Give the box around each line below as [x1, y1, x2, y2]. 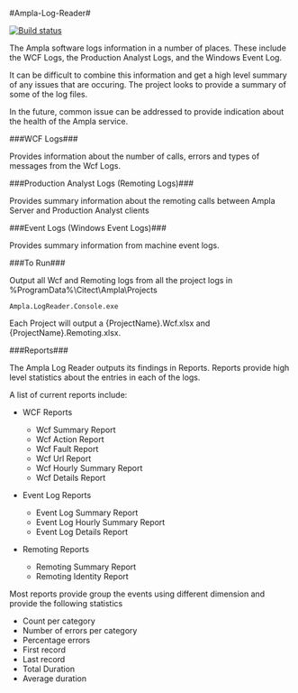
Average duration [22, 673, 87, 684]
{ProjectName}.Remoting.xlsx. [9, 328, 122, 337]
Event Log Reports [22, 490, 92, 500]
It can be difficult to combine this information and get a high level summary [9, 69, 288, 80]
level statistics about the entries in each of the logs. [9, 372, 201, 383]
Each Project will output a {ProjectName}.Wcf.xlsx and [9, 318, 211, 328]
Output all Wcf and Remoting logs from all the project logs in [9, 275, 233, 285]
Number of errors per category [22, 625, 138, 635]
